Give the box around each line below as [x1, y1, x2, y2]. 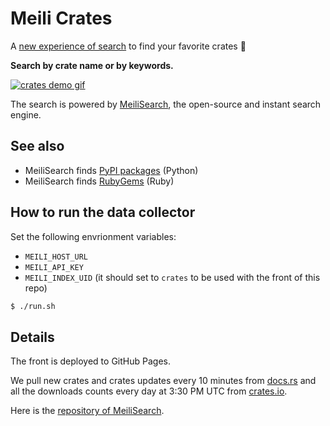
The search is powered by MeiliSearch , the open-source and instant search [10, 98, 322, 110]
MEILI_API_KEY [24, 262, 84, 272]
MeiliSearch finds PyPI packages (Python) [24, 164, 199, 176]
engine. [10, 108, 42, 121]
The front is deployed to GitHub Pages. [10, 355, 171, 367]
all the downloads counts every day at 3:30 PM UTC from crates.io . [10, 385, 288, 397]
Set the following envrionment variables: [10, 230, 177, 242]
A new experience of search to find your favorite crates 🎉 [10, 40, 247, 52]
